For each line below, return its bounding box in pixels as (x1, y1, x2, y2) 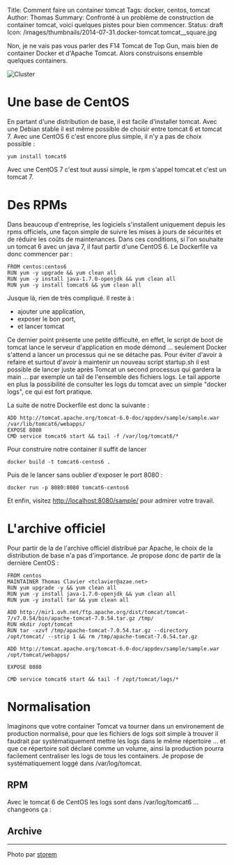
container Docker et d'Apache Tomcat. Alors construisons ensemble (7, 49, 203, 57)
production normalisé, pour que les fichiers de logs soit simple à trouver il (7, 729, 219, 737)
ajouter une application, (17, 307, 86, 316)
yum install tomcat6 (7, 153, 68, 160)
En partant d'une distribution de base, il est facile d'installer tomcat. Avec (7, 117, 217, 125)
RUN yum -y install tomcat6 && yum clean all (7, 282, 141, 289)
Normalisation (7, 699, 91, 714)
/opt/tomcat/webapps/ (7, 651, 70, 658)
